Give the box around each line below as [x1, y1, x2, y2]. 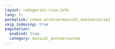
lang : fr [5, 12, 24, 17]
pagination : [5, 27, 30, 32]
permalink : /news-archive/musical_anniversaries [5, 17, 110, 22]
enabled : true [9, 31, 39, 36]
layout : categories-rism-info [5, 7, 70, 13]
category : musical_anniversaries [9, 36, 81, 41]
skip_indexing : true [5, 21, 49, 27]
